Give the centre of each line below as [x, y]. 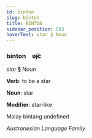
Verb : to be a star [29, 81]
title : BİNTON [25, 23]
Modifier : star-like [29, 105]
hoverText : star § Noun [37, 35]
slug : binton [23, 18]
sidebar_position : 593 [35, 29]
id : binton [20, 12]
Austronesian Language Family [46, 128]
